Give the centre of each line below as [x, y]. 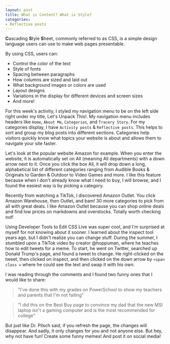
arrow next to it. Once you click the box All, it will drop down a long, [76, 164]
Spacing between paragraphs [44, 75]
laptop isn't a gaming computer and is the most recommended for [86, 311]
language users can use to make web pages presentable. [65, 44]
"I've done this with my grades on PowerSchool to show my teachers [90, 290]
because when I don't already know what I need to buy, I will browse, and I [83, 180]
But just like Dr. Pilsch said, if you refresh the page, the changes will [76, 326]
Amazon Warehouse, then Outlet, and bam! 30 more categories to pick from [84, 201]
